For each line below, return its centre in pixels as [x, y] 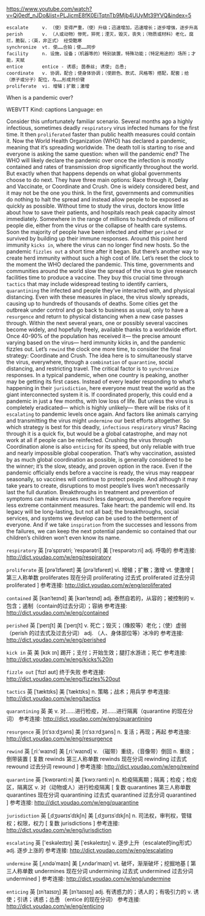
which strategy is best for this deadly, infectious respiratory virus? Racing [102, 427]
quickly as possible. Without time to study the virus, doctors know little [95, 206]
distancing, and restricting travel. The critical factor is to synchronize [93, 369]
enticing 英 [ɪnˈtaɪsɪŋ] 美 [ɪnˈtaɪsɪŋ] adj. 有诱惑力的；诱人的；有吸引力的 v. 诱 [102, 892]
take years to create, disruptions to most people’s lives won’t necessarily [98, 486]
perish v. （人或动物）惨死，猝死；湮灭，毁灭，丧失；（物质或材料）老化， [98, 34]
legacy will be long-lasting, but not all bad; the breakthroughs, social [93, 512]
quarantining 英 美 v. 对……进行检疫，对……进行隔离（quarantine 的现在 [97, 711]
